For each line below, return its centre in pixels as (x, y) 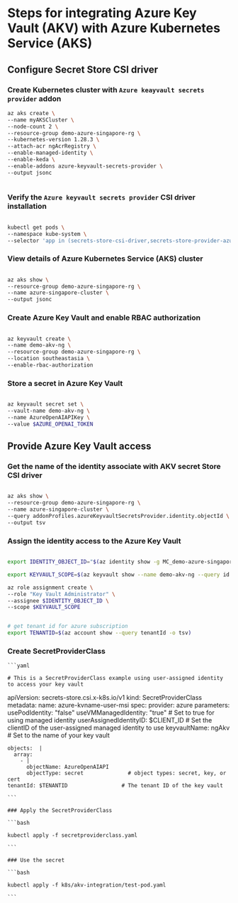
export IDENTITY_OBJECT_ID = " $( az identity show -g (84, 562)
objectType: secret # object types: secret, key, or (126, 773)
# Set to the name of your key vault (58, 735)
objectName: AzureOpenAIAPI (68, 767)
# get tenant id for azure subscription (68, 627)
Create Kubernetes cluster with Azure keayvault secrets (106, 90)
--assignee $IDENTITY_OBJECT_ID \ (58, 601)
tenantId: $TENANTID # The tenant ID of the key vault (115, 786)
